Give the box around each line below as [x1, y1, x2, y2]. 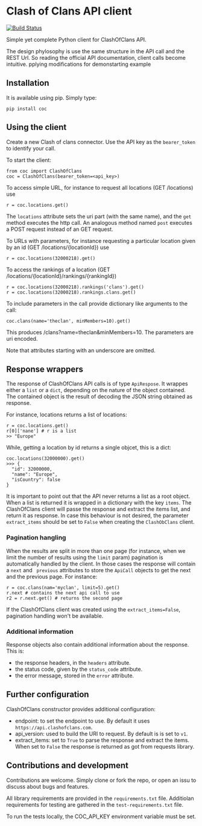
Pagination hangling [6, 534, 66, 542]
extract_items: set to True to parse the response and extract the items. [14, 736, 190, 744]
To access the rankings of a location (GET [6, 266, 110, 273]
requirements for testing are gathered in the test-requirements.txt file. [6, 801, 184, 808]
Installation [6, 78, 49, 88]
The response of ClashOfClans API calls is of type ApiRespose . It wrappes [6, 380, 188, 387]
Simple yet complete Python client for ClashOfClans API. [6, 36, 147, 43]
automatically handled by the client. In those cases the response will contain [6, 560, 196, 567]
